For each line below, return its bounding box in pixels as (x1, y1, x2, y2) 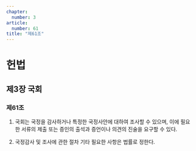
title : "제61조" (6, 31, 44, 37)
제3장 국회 (6, 84, 42, 94)
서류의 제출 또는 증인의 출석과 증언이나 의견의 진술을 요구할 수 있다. (21, 126, 177, 132)
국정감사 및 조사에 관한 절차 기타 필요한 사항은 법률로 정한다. (14, 138, 155, 145)
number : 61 (11, 25, 39, 32)
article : (6, 20, 28, 26)
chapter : (6, 8, 28, 15)
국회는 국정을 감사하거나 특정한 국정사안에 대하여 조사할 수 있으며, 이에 (14, 118, 179, 125)
